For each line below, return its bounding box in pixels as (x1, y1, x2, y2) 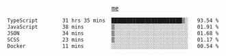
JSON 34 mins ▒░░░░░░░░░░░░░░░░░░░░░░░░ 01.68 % (7, 29, 219, 37)
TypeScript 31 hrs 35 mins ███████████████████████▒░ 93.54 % (7, 17, 219, 24)
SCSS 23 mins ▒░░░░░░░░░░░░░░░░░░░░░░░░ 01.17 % (7, 36, 219, 43)
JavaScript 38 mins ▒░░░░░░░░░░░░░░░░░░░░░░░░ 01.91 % (7, 23, 219, 30)
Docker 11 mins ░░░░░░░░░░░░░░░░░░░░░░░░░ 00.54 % (7, 42, 219, 49)
